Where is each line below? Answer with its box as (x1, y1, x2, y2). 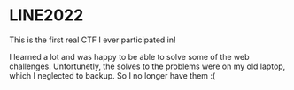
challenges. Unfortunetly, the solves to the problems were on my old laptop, (9, 61, 286, 71)
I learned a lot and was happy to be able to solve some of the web (9, 51, 250, 62)
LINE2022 (9, 5, 84, 26)
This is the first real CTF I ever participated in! (9, 34, 176, 45)
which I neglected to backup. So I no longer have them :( (9, 70, 216, 80)
